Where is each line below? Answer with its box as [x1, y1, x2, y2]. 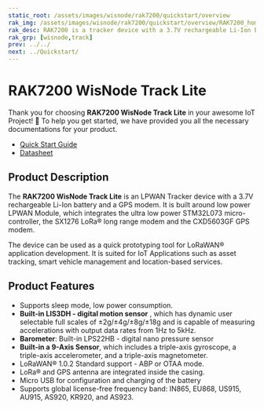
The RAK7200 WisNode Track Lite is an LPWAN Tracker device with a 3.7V [8, 192, 254, 201]
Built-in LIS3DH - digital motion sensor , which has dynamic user [19, 309, 233, 318]
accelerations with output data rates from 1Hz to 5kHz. [19, 325, 196, 334]
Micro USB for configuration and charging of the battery [19, 375, 202, 385]
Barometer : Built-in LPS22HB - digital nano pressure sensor [19, 334, 214, 343]
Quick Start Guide [19, 139, 78, 149]
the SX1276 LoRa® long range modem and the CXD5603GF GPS [42, 217, 250, 226]
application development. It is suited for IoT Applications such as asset [8, 248, 236, 257]
